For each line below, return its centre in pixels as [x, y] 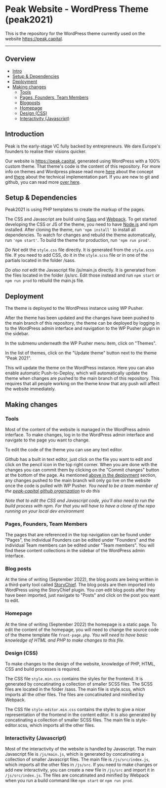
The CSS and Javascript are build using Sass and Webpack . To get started [81, 219]
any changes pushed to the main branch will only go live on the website [78, 480]
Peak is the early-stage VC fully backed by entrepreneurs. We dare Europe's [83, 146]
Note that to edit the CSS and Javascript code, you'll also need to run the [80, 501]
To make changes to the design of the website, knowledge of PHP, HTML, [80, 664]
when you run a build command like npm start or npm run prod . [69, 781]
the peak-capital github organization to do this [53, 491]
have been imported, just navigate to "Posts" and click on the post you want [82, 595]
